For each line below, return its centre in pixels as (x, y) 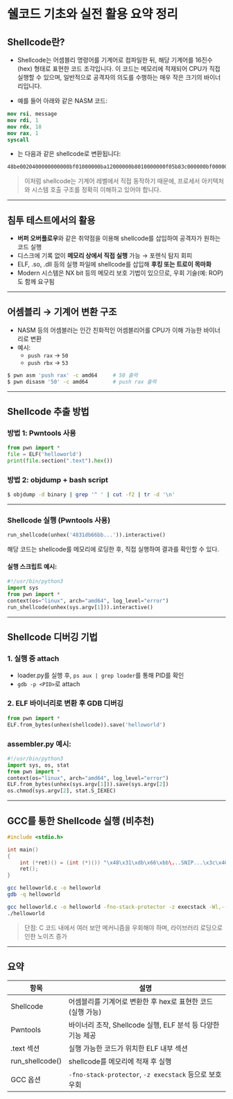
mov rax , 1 (23, 133)
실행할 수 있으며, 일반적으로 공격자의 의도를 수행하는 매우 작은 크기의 (110, 77)
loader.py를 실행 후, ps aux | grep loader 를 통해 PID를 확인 (101, 675)
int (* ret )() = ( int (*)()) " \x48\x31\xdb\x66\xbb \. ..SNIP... (111, 862)
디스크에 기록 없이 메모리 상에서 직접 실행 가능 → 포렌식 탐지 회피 (105, 256)
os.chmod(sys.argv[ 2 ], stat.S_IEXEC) (62, 791)
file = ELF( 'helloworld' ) (44, 454)
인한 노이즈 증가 (45, 936)
